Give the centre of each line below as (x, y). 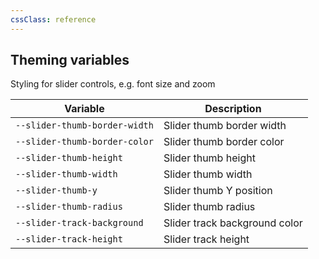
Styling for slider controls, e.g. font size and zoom (113, 84)
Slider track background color (233, 223)
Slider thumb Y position (218, 191)
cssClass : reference (53, 19)
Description (233, 109)
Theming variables (70, 60)
